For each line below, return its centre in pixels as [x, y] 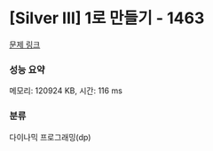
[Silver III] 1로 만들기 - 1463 [107, 18]
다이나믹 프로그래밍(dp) [50, 137]
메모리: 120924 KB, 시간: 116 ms [66, 91]
